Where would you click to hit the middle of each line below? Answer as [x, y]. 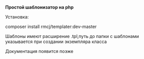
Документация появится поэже [39, 51]
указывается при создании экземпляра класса [56, 41]
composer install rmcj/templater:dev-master [51, 26]
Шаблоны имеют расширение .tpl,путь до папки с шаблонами [72, 36]
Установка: [17, 17]
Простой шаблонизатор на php [40, 7]
